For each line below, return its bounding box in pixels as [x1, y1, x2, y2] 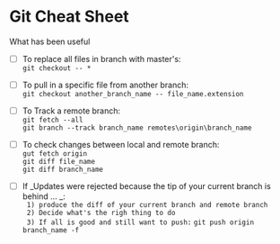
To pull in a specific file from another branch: [22, 79, 188, 90]
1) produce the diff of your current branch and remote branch [26, 201, 268, 210]
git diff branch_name [22, 165, 103, 175]
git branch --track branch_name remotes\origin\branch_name [22, 123, 252, 132]
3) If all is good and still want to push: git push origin [26, 218, 254, 227]
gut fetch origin [22, 149, 88, 158]
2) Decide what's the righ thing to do [26, 209, 176, 218]
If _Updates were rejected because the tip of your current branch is [22, 181, 271, 192]
